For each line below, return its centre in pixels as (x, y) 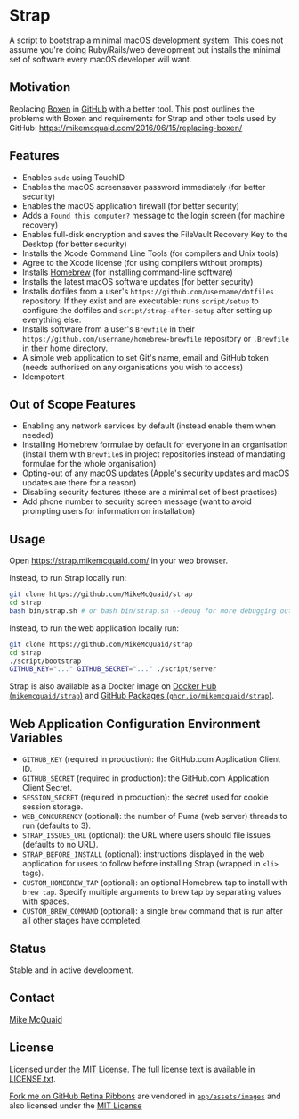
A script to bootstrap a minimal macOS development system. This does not (146, 40)
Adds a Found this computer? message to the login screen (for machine (153, 215)
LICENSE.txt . (32, 1078)
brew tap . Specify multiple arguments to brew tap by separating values (152, 892)
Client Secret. (47, 788)
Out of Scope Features (73, 404)
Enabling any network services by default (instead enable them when (149, 426)
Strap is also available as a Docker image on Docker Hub (113, 686)
